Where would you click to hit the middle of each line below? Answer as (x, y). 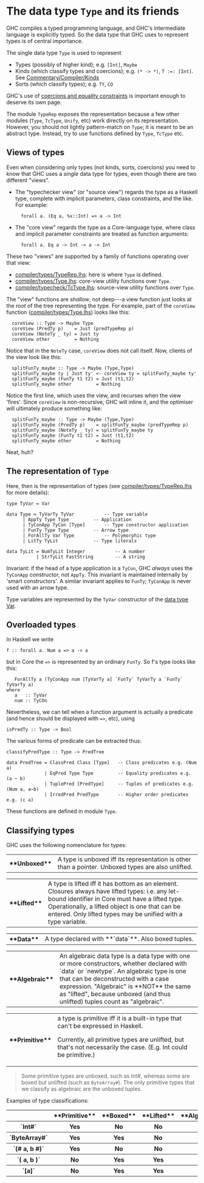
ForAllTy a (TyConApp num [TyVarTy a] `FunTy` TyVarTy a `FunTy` (99, 680)
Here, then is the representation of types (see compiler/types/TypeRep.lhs (99, 486)
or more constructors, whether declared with (123, 964)
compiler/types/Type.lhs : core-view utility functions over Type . (93, 281)
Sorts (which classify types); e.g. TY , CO (64, 84)
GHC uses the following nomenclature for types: (66, 845)
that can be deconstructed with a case (114, 979)
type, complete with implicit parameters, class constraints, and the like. (104, 198)
